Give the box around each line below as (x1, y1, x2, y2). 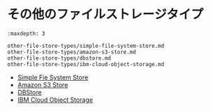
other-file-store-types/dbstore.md (7, 54, 111, 62)
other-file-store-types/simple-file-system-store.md (7, 42, 165, 49)
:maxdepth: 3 (7, 30, 46, 37)
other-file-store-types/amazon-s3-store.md (7, 48, 137, 55)
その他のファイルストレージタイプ (7, 6, 203, 22)
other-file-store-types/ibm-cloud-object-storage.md (7, 60, 165, 67)
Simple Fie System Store (17, 73, 89, 81)
